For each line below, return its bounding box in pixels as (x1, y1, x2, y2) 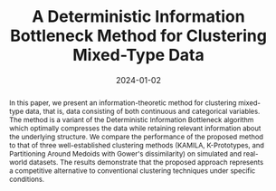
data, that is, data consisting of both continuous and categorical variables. (25, 106, 261, 116)
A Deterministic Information (31, 6, 246, 27)
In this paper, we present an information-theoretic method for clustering (8, 98, 237, 108)
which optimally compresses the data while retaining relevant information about (8, 123, 262, 133)
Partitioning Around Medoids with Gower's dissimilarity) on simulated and (8, 148, 243, 158)
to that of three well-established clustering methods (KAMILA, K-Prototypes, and (8, 140, 264, 150)
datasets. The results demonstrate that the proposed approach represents (28, 157, 264, 167)
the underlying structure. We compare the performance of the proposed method (8, 131, 264, 141)
